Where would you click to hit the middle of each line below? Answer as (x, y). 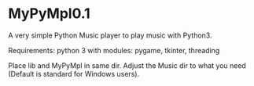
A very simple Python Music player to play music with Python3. (110, 35)
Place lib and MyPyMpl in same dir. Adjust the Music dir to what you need (127, 65)
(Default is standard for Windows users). (74, 73)
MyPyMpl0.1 (49, 14)
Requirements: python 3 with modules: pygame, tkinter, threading (114, 50)
